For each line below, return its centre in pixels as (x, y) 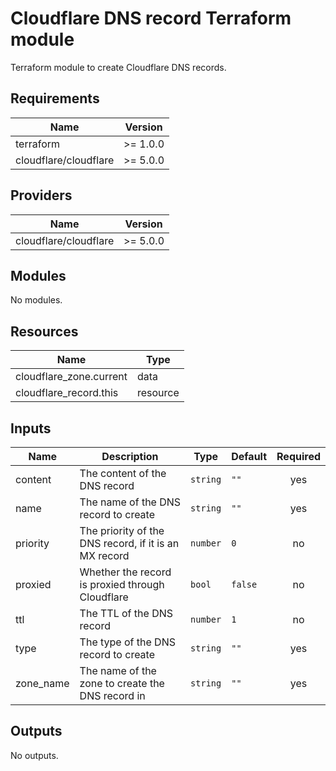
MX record (104, 555)
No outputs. (34, 755)
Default (249, 456)
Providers (41, 195)
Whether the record (125, 572)
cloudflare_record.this (67, 393)
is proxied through (122, 584)
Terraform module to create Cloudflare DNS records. (118, 67)
